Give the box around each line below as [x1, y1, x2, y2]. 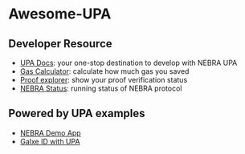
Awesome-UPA [8, 5, 112, 23]
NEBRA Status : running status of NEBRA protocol [19, 83, 182, 93]
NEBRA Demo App [19, 128, 82, 137]
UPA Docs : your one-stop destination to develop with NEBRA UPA [19, 58, 238, 67]
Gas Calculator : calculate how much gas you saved [19, 67, 190, 76]
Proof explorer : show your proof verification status [19, 75, 188, 84]
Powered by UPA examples [8, 107, 146, 120]
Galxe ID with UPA [19, 136, 80, 146]
